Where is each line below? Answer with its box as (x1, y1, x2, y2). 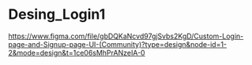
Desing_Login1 (8, 5, 106, 23)
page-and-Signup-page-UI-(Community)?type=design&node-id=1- (8, 39, 228, 49)
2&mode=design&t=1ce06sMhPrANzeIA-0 (8, 48, 145, 57)
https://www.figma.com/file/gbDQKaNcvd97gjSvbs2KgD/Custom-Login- (8, 31, 244, 41)
